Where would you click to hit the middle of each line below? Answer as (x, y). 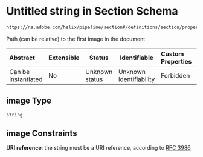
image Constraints (42, 134)
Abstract (22, 58)
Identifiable (137, 58)
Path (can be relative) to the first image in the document (76, 39)
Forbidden (176, 75)
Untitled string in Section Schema (92, 11)
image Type (29, 101)
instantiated (26, 79)
